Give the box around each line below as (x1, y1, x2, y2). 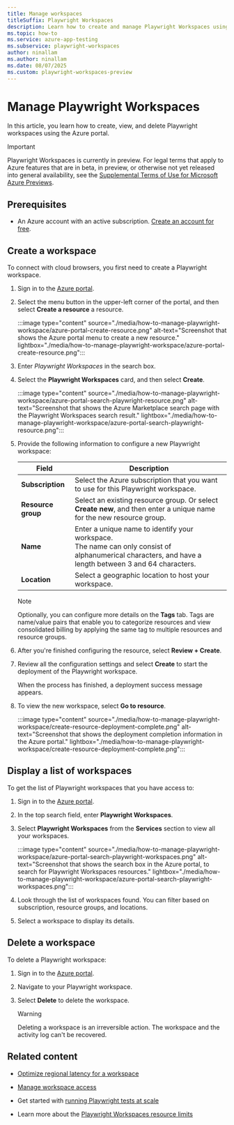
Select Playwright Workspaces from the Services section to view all (17, 824, 216, 833)
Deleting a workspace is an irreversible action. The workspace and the (17, 1023, 220, 1031)
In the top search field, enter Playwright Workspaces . (17, 810, 173, 819)
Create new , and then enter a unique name (74, 504, 216, 514)
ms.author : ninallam (7, 56, 68, 63)
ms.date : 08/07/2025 (7, 62, 68, 69)
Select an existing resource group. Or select (74, 496, 218, 505)
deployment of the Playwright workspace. (17, 667, 138, 676)
